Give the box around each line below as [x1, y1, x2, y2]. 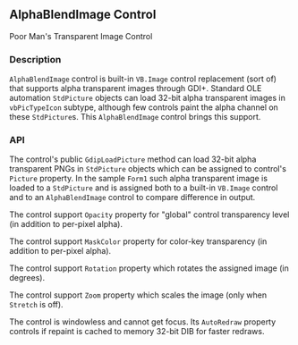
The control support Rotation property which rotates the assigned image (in [9, 263, 289, 273]
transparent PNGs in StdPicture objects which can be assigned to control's [9, 164, 286, 174]
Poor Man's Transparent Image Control [9, 30, 153, 41]
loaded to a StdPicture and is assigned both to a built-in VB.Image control [9, 182, 278, 193]
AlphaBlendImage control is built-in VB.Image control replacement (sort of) [9, 73, 277, 84]
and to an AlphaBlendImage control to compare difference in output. [9, 192, 256, 203]
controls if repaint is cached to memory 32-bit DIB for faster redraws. [9, 326, 265, 337]
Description [9, 53, 62, 65]
